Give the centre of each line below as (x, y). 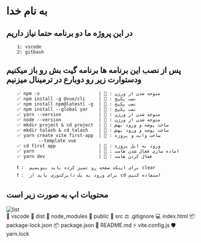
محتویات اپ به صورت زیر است (57, 195)
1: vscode (29, 47)
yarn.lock (18, 233)
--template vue (57, 141)
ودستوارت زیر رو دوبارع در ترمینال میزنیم (74, 80)
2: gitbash (31, 52)
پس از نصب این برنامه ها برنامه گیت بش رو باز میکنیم (94, 70)
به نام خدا (27, 11)
